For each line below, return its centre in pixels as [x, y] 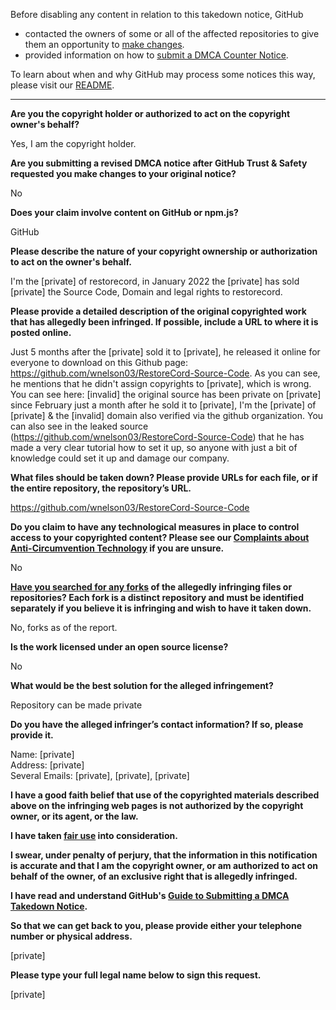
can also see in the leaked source [79, 426]
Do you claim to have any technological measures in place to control [155, 527]
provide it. [32, 735]
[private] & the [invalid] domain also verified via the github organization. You [167, 415]
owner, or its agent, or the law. [74, 816]
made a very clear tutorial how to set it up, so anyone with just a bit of [154, 447]
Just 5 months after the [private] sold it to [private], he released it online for [165, 352]
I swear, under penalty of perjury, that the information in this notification [164, 855]
